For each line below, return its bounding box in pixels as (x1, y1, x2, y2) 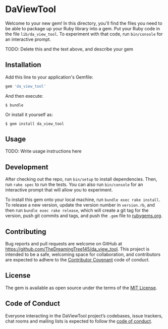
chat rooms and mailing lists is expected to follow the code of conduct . (5, 318, 152, 324)
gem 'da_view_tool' (5, 84, 46, 89)
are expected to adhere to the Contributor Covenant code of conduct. (5, 257, 150, 263)
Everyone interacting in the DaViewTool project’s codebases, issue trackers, (5, 312, 163, 318)
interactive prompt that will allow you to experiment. (5, 187, 113, 193)
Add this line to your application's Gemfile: (5, 74, 93, 80)
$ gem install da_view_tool (5, 121, 65, 126)
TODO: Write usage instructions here (5, 148, 82, 154)
